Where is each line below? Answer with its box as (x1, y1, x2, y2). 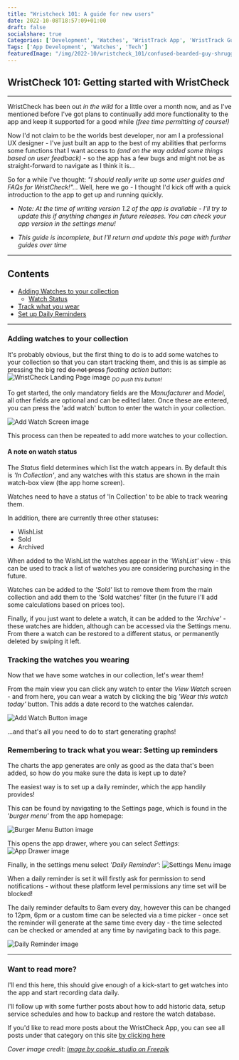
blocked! (7, 890, 33, 898)
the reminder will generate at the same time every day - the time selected (7, 918, 223, 927)
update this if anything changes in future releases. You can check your (17, 212, 226, 220)
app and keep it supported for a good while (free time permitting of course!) (7, 117, 230, 125)
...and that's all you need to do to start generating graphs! (7, 727, 176, 736)
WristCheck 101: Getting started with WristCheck (7, 76, 230, 89)
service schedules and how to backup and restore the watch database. (7, 1009, 216, 1018)
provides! (7, 790, 36, 799)
